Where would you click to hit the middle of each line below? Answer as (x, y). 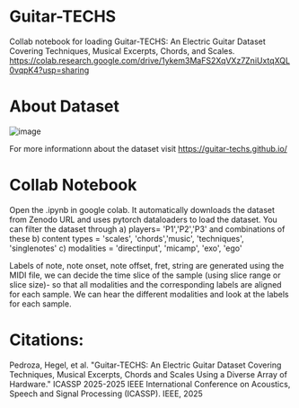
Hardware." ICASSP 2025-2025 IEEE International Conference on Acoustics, (150, 384)
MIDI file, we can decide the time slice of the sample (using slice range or (145, 275)
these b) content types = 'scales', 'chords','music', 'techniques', (127, 238)
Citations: (47, 340)
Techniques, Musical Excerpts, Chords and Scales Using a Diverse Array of (148, 374)
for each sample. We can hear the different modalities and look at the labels (149, 294)
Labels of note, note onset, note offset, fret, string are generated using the (147, 265)
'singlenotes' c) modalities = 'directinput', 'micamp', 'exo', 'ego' (126, 248)
